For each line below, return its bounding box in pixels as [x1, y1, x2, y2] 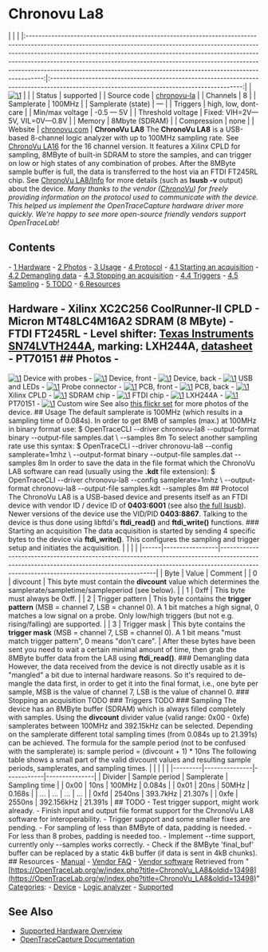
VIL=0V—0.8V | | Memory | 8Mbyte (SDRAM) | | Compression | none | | [20, 116, 254, 125]
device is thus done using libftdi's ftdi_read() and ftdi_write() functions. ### [8, 517, 259, 527]
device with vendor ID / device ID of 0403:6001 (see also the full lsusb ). [8, 500, 246, 510]
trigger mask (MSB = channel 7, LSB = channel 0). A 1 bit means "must [8, 627, 241, 637]
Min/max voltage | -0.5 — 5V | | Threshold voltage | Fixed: [33, 107, 225, 117]
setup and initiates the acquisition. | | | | [8, 543, 138, 552]
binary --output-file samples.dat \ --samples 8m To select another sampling [8, 433, 258, 442]
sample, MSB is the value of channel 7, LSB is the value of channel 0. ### [8, 687, 250, 697]
